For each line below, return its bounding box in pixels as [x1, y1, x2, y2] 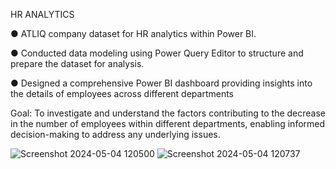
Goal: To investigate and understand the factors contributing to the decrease [10, 107, 327, 119]
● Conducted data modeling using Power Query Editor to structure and [10, 47, 304, 59]
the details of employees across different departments [10, 88, 235, 99]
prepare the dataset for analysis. [10, 58, 145, 69]
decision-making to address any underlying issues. [10, 129, 221, 140]
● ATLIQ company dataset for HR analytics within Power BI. [10, 28, 257, 39]
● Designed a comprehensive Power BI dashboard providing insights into [10, 77, 313, 89]
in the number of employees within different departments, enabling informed [10, 118, 326, 129]
